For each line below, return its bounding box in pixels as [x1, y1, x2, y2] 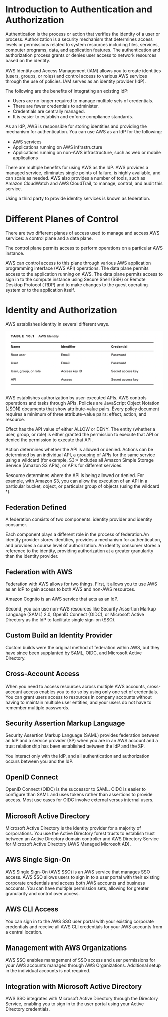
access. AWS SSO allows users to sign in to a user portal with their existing [5, 874, 160, 880]
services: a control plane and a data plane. [5, 235, 93, 241]
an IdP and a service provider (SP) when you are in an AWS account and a [5, 738, 158, 744]
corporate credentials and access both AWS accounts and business [5, 879, 145, 886]
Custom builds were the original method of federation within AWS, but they [5, 644, 160, 650]
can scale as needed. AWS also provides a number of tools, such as [5, 175, 145, 181]
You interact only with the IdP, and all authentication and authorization [5, 753, 150, 759]
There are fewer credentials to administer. [12, 103, 99, 109]
